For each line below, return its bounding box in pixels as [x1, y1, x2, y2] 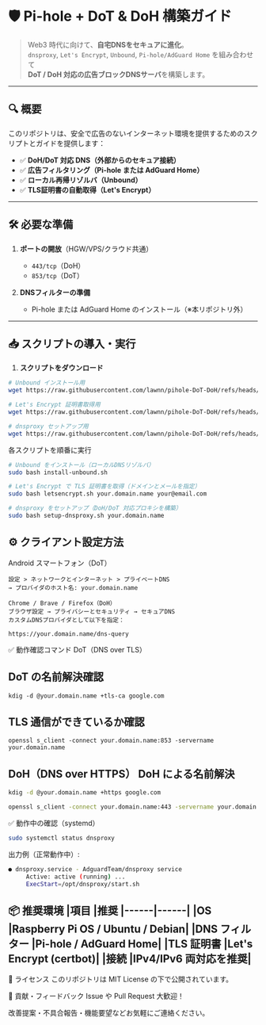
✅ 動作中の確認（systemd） [8, 818, 100, 828]
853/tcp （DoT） [31, 270, 85, 280]
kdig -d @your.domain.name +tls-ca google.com [8, 691, 165, 700]
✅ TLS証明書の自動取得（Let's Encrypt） [19, 185, 156, 194]
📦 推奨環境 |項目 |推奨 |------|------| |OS [8, 904, 212, 917]
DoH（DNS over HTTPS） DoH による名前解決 [8, 767, 235, 781]
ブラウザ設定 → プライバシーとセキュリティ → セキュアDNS [8, 607, 176, 615]
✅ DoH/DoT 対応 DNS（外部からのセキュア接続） [19, 155, 180, 165]
